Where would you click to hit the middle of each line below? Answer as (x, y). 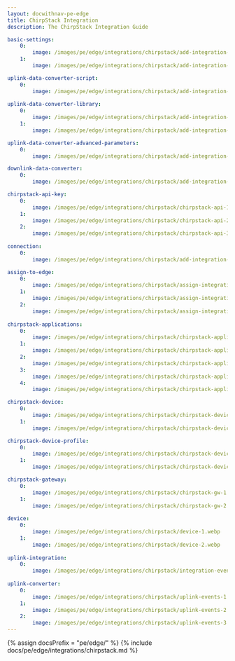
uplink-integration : (37, 558)
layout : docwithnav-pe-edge (48, 14)
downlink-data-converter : (45, 169)
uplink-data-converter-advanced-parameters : (73, 143)
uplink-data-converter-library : (54, 104)
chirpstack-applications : (45, 324)
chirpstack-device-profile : (48, 441)
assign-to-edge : (31, 272)
